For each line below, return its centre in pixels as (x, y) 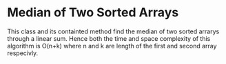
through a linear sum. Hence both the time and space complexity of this (109, 38)
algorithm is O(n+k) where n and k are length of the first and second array (112, 46)
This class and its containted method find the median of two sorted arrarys (113, 31)
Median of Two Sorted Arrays (93, 13)
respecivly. (23, 53)
